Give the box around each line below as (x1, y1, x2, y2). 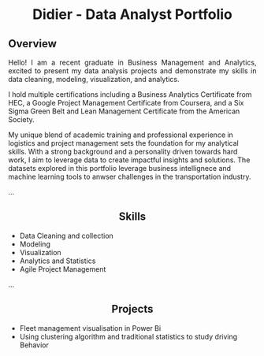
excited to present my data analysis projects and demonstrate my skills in (8, 66, 257, 76)
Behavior (19, 340, 49, 350)
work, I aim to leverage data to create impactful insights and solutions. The (8, 155, 251, 165)
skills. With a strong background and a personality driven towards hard (8, 147, 238, 156)
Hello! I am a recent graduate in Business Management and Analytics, (8, 57, 257, 67)
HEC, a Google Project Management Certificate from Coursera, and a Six (8, 98, 244, 107)
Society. (8, 115, 35, 124)
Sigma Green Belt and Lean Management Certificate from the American (8, 106, 240, 116)
